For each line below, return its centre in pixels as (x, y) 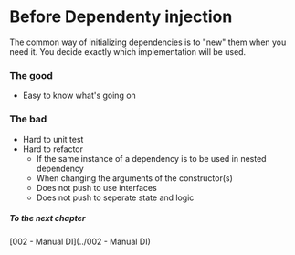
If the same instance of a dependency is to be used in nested (151, 158)
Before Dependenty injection (121, 17)
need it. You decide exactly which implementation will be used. (128, 51)
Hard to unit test (53, 139)
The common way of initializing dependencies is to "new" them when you (148, 42)
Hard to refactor (53, 149)
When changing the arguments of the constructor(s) (134, 178)
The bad (28, 119)
